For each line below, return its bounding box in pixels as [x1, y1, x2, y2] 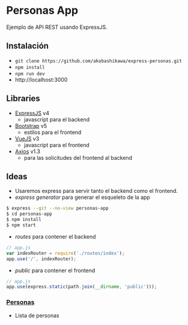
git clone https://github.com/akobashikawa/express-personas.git [14, 58, 182, 64]
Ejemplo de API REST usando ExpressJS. [6, 23, 108, 31]
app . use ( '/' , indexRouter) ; [6, 256, 77, 262]
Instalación [6, 41, 49, 51]
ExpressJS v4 [14, 109, 50, 117]
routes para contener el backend [14, 232, 96, 240]
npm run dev [14, 70, 45, 77]
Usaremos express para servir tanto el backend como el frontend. [14, 187, 178, 195]
